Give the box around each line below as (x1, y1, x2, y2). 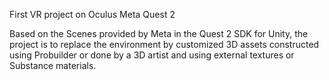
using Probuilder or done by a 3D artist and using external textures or (9, 49, 295, 61)
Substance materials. (9, 60, 97, 71)
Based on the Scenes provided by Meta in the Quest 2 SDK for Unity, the (9, 28, 309, 39)
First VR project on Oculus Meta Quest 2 (9, 9, 176, 20)
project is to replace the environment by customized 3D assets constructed (9, 39, 320, 50)
